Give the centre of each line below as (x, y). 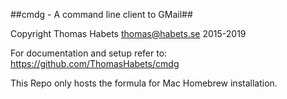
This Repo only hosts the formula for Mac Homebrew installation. (144, 83)
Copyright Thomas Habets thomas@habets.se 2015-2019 (128, 33)
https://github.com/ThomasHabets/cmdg (95, 63)
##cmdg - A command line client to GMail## (101, 14)
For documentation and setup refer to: (89, 53)
